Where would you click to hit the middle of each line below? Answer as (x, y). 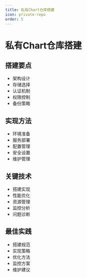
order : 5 (14, 19)
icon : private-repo (25, 15)
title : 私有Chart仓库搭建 (30, 10)
